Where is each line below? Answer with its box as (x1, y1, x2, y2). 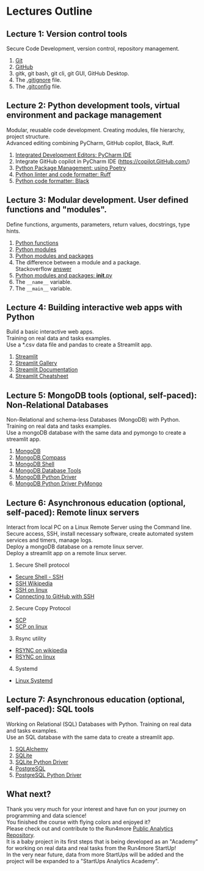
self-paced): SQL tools (6, 704, 95, 714)
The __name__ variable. (15, 278, 72, 285)
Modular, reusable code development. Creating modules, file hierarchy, (6, 126, 185, 133)
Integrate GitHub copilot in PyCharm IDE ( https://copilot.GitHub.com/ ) (15, 157, 191, 165)
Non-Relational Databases (6, 400, 109, 410)
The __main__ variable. (15, 285, 72, 292)
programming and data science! (6, 812, 87, 819)
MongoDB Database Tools (15, 467, 81, 474)
